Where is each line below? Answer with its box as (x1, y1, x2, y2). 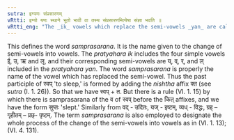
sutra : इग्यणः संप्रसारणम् (7, 10, 63, 17)
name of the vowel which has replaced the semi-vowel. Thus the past (7, 72, 207, 81)
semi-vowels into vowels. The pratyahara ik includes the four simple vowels (7, 49, 225, 58)
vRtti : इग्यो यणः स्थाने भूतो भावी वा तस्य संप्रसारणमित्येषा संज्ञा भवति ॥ (7, 17, 162, 24)
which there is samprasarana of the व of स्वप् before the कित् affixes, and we (7, 95, 219, 104)
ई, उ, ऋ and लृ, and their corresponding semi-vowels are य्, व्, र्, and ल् (7, 57, 204, 65)
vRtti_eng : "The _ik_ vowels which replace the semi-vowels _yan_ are (7, 23, 217, 30)
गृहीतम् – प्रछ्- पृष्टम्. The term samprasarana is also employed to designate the (7, 111, 222, 119)
